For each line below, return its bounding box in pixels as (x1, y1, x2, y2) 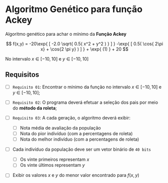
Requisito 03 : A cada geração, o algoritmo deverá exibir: (12, 114, 131, 120)
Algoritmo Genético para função (5, 4, 143, 15)
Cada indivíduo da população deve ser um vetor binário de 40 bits (12, 146, 151, 152)
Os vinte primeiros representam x (20, 156, 90, 162)
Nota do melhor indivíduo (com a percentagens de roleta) (20, 136, 139, 142)
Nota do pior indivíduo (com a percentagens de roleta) (20, 131, 133, 137)
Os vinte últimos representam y (20, 162, 85, 168)
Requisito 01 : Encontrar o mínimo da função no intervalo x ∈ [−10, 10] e (12, 84, 162, 90)
